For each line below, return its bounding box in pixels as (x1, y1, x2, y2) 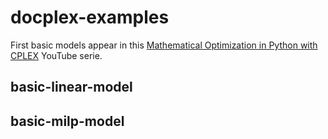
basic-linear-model (10, 79, 133, 96)
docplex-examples (10, 6, 170, 29)
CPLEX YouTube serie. (10, 49, 103, 61)
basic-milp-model (10, 112, 125, 130)
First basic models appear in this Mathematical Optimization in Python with (10, 39, 318, 51)
